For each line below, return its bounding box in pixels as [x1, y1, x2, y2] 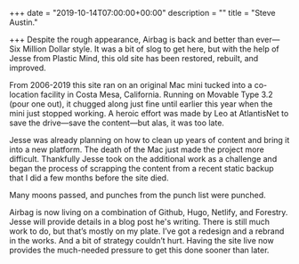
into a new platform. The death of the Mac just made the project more [9, 144, 264, 155]
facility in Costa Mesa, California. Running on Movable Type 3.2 [40, 89, 273, 100]
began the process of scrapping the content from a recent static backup [9, 164, 274, 173]
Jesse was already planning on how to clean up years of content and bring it [9, 135, 290, 145]
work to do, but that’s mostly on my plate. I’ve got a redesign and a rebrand [9, 226, 285, 236]
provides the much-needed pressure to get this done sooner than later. [9, 244, 270, 255]
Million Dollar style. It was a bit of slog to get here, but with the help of [21, 44, 279, 54]
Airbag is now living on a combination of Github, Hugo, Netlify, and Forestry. [9, 207, 288, 217]
